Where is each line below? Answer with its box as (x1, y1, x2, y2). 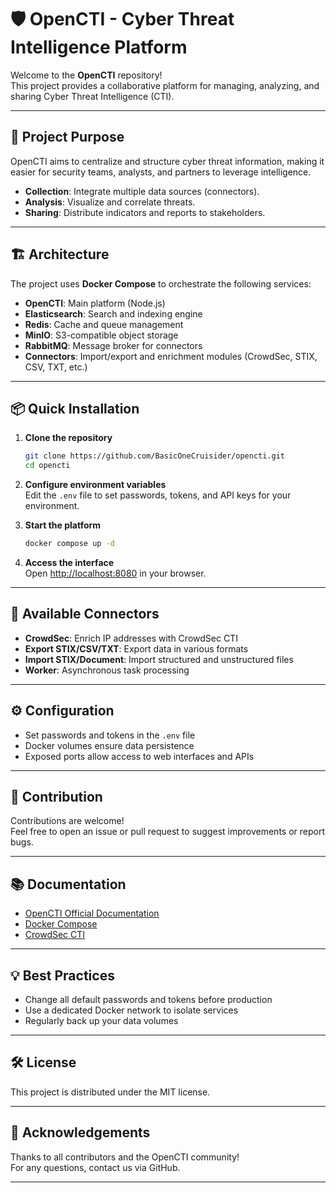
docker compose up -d (24, 539, 115, 549)
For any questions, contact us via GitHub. (10, 1161, 181, 1173)
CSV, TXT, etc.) (24, 361, 88, 373)
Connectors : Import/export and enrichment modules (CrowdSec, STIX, (24, 350, 318, 362)
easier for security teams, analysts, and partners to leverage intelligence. (10, 166, 312, 178)
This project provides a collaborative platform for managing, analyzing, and (10, 79, 320, 91)
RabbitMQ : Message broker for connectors (24, 339, 203, 351)
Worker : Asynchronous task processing (24, 664, 190, 676)
